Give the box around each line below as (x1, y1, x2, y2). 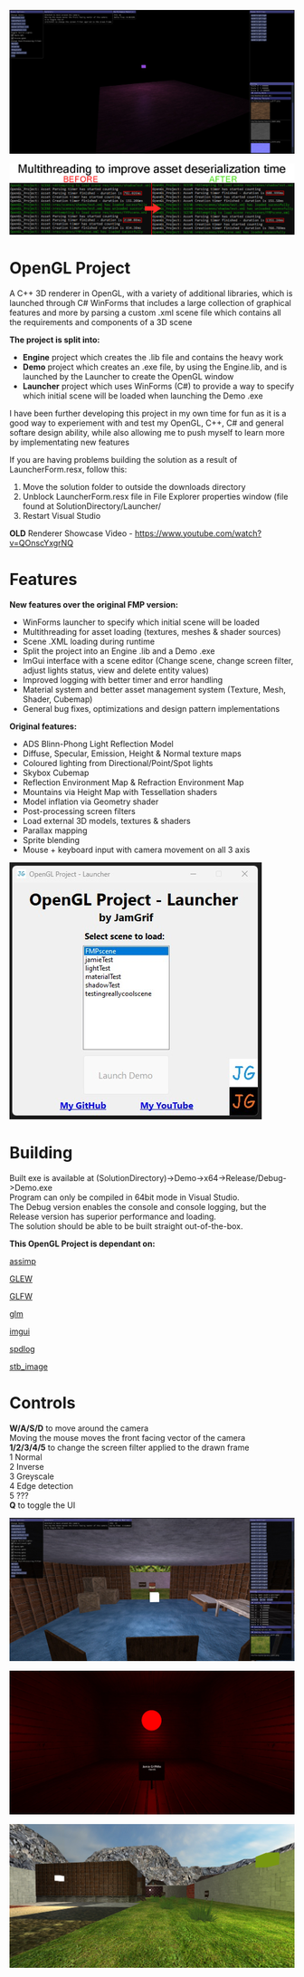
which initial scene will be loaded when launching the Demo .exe (22, 390, 264, 401)
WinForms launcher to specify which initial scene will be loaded (22, 617, 260, 628)
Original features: (9, 721, 77, 732)
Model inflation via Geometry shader (22, 796, 159, 807)
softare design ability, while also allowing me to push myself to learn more (9, 427, 285, 437)
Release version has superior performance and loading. (9, 1211, 217, 1222)
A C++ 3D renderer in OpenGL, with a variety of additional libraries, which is (9, 287, 293, 299)
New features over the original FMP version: (9, 599, 179, 609)
